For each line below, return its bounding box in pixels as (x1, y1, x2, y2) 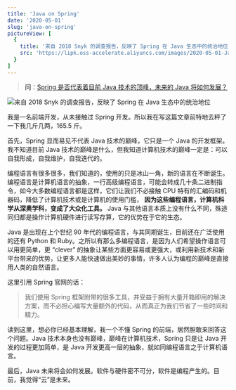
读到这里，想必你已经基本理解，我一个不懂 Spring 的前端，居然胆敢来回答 (7, 325, 221, 334)
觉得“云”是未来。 (25, 375, 75, 384)
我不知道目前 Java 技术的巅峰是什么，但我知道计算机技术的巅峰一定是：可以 (7, 145, 228, 153)
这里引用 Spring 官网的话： (7, 278, 86, 286)
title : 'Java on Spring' (7, 10, 80, 18)
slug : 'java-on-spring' (7, 23, 77, 30)
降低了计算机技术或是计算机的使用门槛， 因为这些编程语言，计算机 (25, 195, 218, 204)
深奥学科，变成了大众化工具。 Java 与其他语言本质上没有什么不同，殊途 (19, 204, 228, 212)
